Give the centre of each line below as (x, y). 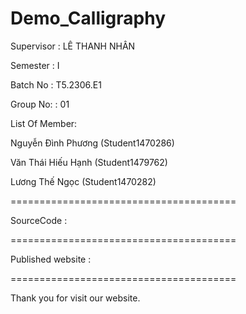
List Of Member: (44, 123)
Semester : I (35, 65)
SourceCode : (39, 220)
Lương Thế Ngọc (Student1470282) (83, 181)
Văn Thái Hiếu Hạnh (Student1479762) (89, 162)
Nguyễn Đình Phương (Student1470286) (92, 143)
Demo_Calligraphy (88, 18)
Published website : (51, 259)
